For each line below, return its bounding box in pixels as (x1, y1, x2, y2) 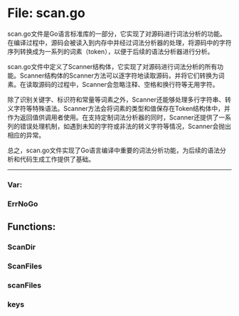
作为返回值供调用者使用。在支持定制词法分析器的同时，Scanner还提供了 (7, 112, 219, 122)
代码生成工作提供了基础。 (19, 154, 95, 163)
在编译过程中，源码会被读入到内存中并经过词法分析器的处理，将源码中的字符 (7, 38, 232, 47)
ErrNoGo (7, 199, 38, 209)
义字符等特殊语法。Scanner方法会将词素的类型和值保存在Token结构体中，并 (7, 104, 231, 112)
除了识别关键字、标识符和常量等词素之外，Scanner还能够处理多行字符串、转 (7, 95, 231, 104)
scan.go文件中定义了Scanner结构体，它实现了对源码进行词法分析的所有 (7, 62, 218, 70)
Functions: (7, 221, 56, 233)
